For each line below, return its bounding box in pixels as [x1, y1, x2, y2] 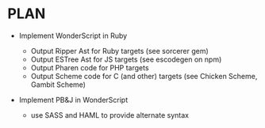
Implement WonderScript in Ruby [18, 31, 128, 40]
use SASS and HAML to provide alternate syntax [30, 110, 190, 119]
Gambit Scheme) [30, 80, 86, 89]
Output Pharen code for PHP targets [30, 62, 149, 72]
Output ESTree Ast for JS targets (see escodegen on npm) [30, 55, 222, 64]
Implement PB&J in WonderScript [18, 95, 129, 104]
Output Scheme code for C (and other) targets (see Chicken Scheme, [30, 71, 258, 81]
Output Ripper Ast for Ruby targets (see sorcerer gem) [30, 46, 209, 55]
